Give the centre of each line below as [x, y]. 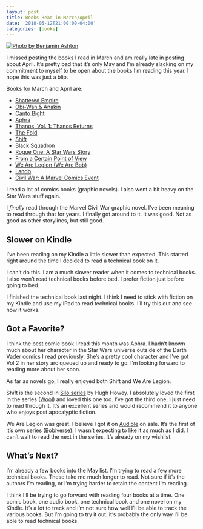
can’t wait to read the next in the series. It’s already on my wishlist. [89, 436]
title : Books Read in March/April [50, 18]
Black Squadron [35, 145]
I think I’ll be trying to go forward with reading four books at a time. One [95, 495]
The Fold [26, 133]
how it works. [23, 310]
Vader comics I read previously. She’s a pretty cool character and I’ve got [98, 356]
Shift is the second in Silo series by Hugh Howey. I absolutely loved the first [101, 393]
